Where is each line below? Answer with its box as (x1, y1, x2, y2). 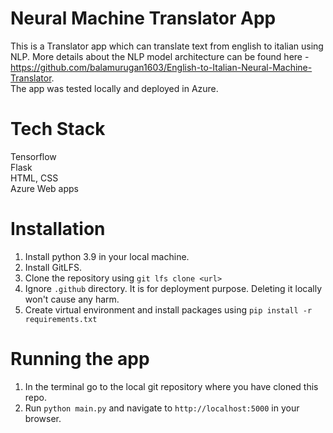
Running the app (10, 348, 150, 370)
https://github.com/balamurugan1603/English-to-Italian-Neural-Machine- (10, 61, 313, 73)
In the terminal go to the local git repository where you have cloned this (24, 380, 319, 392)
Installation (10, 218, 106, 241)
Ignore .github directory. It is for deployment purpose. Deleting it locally (24, 282, 323, 294)
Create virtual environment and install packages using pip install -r (24, 303, 313, 316)
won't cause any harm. (24, 293, 120, 305)
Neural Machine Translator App (10, 7, 277, 30)
